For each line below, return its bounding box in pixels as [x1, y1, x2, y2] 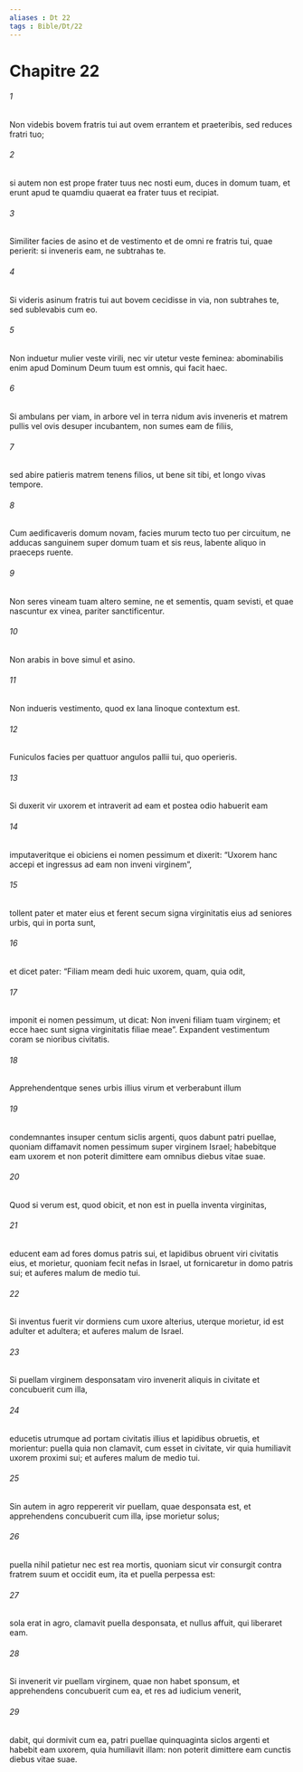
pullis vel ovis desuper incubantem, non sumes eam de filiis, [9, 420, 233, 431]
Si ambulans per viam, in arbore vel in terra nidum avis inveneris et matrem [9, 411, 288, 422]
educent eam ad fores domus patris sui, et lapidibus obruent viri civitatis [9, 1248, 279, 1259]
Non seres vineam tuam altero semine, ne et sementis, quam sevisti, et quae [9, 595, 294, 606]
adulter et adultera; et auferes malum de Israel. [9, 1326, 184, 1337]
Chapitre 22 [9, 61, 100, 81]
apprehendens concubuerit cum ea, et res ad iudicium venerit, [9, 1685, 241, 1697]
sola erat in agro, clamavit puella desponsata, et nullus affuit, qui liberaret [9, 1617, 282, 1629]
